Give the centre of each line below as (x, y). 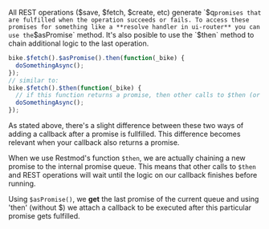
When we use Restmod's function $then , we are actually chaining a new (127, 158)
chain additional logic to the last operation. (79, 43)
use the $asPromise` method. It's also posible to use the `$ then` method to (131, 35)
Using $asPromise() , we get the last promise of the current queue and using (134, 199)
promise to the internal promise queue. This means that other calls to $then (132, 167)
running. (22, 183)
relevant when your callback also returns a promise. (94, 143)
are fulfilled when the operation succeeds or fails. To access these (129, 20)
